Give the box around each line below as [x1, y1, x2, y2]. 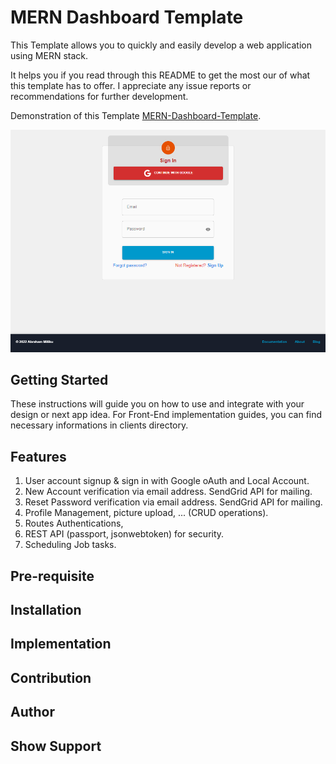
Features [10, 448, 67, 465]
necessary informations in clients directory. [10, 419, 189, 431]
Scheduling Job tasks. [24, 539, 117, 551]
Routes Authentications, [24, 517, 124, 530]
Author [10, 704, 55, 721]
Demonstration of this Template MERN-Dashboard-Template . [10, 109, 262, 121]
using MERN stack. [10, 49, 89, 61]
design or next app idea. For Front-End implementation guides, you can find [10, 409, 323, 421]
